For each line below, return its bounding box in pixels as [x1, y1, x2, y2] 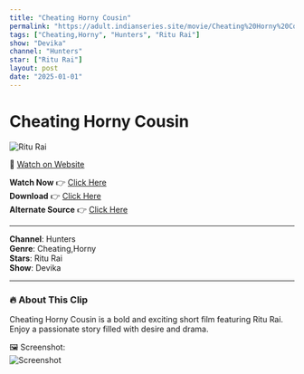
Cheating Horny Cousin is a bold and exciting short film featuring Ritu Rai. [9, 313, 283, 324]
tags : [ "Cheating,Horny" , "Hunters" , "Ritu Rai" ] [9, 30, 201, 39]
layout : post [9, 64, 59, 73]
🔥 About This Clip [9, 293, 89, 306]
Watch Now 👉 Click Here [9, 177, 107, 187]
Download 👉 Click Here [9, 190, 101, 201]
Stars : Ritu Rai [9, 253, 63, 264]
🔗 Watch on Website [9, 158, 85, 169]
